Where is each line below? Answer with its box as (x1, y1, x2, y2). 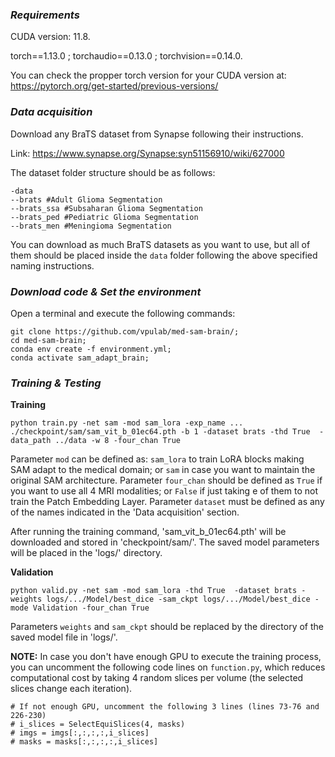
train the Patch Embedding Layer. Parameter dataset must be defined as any (10, 496, 325, 508)
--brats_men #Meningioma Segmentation (10, 221, 172, 231)
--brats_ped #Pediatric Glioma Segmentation (10, 212, 199, 222)
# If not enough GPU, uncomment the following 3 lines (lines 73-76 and (10, 702, 320, 712)
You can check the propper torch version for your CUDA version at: (10, 69, 287, 82)
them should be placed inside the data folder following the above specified (10, 249, 318, 261)
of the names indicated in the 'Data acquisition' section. (10, 506, 240, 518)
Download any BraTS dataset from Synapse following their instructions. (10, 128, 304, 140)
